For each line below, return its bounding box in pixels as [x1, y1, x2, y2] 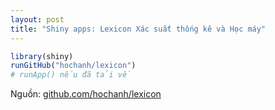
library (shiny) [10, 51, 74, 61]
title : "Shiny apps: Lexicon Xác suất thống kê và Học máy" [10, 24, 267, 34]
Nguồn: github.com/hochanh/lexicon [10, 88, 162, 100]
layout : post [10, 14, 65, 25]
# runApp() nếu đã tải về [10, 70, 132, 80]
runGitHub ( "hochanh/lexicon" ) [10, 61, 137, 71]
